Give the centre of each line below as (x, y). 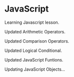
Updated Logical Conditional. (33, 50)
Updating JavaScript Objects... (35, 69)
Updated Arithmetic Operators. (35, 31)
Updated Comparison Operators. (37, 41)
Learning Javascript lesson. (32, 22)
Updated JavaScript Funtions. (34, 60)
